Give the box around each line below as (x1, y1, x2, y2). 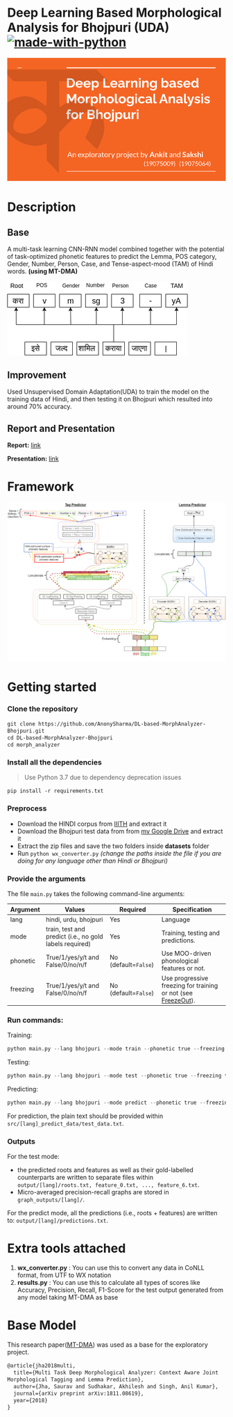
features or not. (162, 964, 206, 972)
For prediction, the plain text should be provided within (7, 1112, 164, 1120)
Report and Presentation (7, 422, 116, 434)
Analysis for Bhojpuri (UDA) (7, 19, 170, 35)
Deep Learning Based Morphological (7, 5, 222, 21)
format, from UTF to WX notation (17, 1271, 112, 1279)
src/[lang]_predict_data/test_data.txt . (7, 1119, 124, 1128)
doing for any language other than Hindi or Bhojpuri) (17, 856, 169, 865)
